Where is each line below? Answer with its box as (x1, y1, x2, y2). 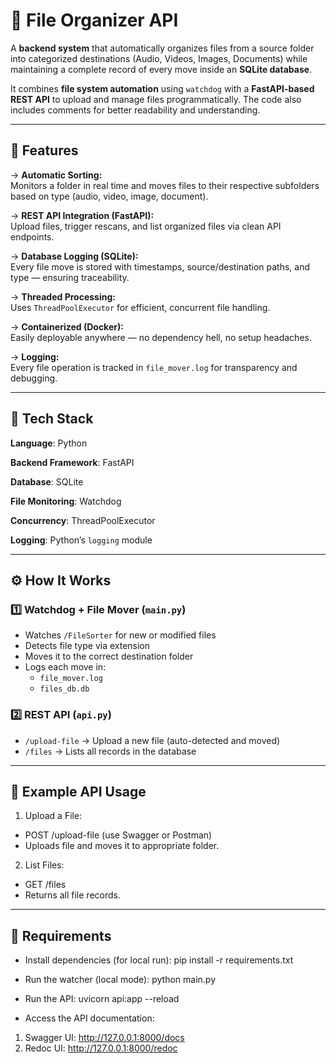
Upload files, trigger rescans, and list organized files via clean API (10, 220, 282, 232)
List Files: (24, 859, 65, 871)
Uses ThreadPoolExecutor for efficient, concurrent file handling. (10, 301, 271, 313)
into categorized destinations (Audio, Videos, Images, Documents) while (10, 52, 308, 64)
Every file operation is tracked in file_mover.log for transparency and (10, 361, 298, 373)
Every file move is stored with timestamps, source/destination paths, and (10, 260, 311, 273)
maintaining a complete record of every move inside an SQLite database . (10, 63, 313, 75)
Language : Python (10, 437, 88, 449)
